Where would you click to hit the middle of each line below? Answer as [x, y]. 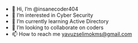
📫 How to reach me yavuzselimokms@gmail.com [72, 34]
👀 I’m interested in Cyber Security [52, 15]
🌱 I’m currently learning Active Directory [60, 21]
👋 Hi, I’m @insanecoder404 [45, 9]
